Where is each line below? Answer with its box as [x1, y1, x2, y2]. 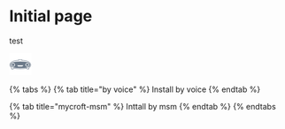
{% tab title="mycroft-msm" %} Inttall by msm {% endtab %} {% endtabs [9, 101, 276, 111]
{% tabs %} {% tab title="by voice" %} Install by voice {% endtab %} [9, 84, 261, 95]
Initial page [9, 6, 93, 27]
